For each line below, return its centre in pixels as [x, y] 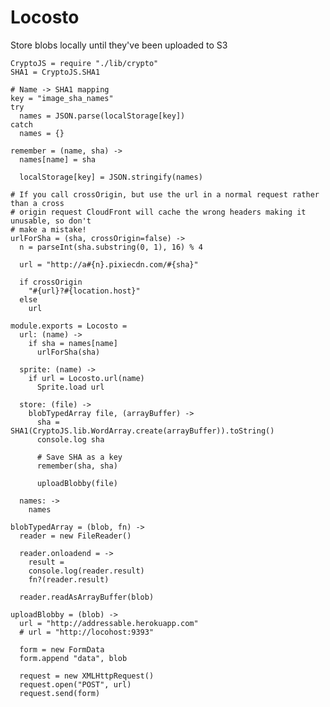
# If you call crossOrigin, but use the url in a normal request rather [165, 194]
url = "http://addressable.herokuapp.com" [109, 623]
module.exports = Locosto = [69, 326]
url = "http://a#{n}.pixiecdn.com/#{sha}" [109, 264]
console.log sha [70, 439]
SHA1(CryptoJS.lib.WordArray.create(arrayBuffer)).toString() [142, 431]
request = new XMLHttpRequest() [87, 676]
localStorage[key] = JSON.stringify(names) [111, 177]
